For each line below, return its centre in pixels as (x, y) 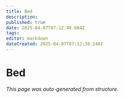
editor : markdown (27, 38)
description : (22, 17)
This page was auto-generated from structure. (62, 89)
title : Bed (19, 11)
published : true (26, 22)
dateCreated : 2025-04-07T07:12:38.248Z (55, 44)
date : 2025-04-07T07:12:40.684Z (45, 28)
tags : (13, 33)
